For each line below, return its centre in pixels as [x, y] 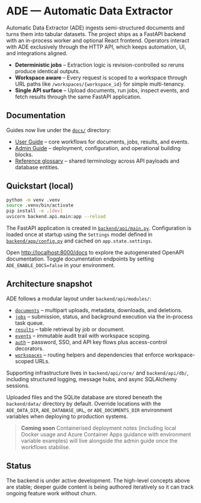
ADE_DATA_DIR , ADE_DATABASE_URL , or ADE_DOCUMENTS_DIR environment [89, 410]
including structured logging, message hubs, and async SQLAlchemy [91, 379]
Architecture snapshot [49, 284]
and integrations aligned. [37, 53]
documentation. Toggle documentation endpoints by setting [80, 259]
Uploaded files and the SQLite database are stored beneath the [84, 397]
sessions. [18, 385]
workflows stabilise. [46, 447]
